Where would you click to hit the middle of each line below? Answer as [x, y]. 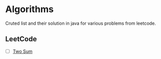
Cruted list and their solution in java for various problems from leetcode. [81, 23]
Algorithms [30, 9]
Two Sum [23, 51]
